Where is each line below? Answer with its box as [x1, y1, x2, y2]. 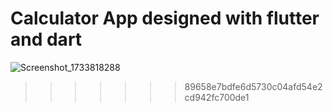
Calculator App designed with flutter [10, 7, 320, 30]
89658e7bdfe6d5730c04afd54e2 [184, 80, 323, 92]
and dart [10, 28, 83, 51]
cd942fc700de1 [184, 91, 250, 103]
